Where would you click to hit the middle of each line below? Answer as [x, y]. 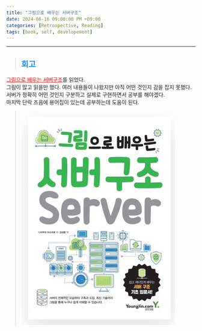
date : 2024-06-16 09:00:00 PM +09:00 [54, 19]
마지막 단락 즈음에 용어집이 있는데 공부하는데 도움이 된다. [73, 102]
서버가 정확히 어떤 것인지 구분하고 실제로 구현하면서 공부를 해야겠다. [86, 95]
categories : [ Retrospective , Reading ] [55, 25]
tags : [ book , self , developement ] [50, 32]
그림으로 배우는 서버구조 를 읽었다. [46, 80]
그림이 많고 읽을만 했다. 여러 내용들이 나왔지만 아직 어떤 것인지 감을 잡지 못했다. [99, 87]
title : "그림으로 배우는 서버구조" [44, 13]
